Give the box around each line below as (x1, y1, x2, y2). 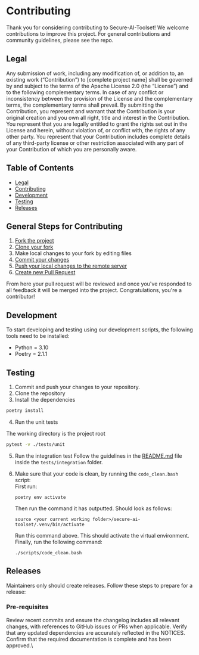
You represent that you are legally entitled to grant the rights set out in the (6, 120, 188, 128)
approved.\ (6, 642, 33, 649)
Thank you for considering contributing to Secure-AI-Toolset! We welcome (6, 24, 189, 31)
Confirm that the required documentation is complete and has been (6, 635, 172, 642)
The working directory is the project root (6, 430, 105, 437)
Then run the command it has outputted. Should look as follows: (14, 505, 172, 512)
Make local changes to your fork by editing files (14, 250, 132, 257)
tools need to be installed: (6, 333, 70, 340)
